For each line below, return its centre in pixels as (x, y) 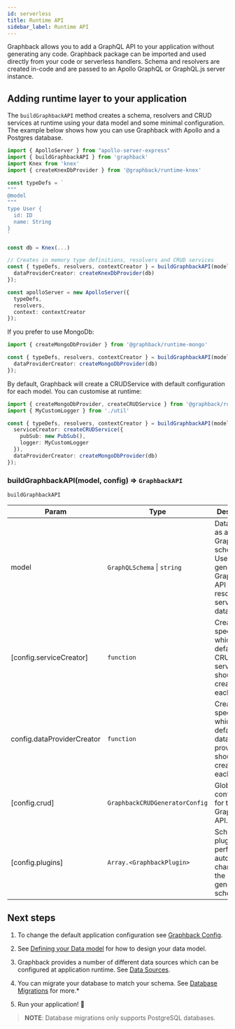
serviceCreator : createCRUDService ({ (69, 430)
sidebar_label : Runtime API (48, 27)
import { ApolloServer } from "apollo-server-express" (89, 151)
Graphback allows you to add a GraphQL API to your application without (111, 47)
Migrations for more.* (48, 990)
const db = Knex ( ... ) (39, 247)
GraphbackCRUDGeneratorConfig (158, 803)
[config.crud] (33, 803)
